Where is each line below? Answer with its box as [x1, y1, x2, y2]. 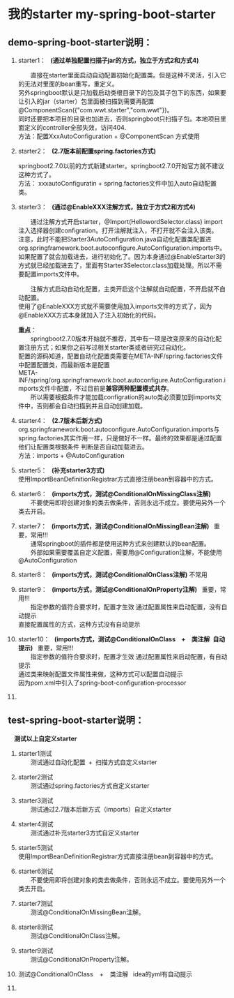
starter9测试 [17, 946, 54, 955]
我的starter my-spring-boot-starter [8, 6, 216, 22]
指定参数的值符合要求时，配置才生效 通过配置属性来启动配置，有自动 [30, 653, 228, 660]
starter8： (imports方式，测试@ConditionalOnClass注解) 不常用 [17, 570, 208, 579]
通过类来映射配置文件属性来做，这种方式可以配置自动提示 [17, 670, 183, 678]
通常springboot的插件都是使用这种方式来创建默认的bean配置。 [30, 539, 211, 548]
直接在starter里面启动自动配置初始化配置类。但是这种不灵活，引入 [30, 71, 221, 79]
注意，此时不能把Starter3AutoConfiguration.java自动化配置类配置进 [17, 235, 212, 243]
